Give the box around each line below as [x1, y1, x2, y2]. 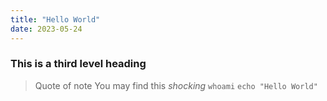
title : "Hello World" [10, 14, 101, 25]
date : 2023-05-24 [10, 24, 83, 34]
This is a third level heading [10, 57, 147, 71]
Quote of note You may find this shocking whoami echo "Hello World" [34, 79, 318, 91]
